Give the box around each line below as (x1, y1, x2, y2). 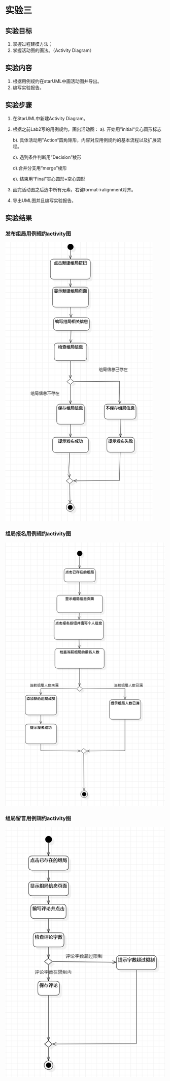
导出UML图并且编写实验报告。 (12, 197, 76, 204)
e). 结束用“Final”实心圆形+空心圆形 (12, 176, 85, 182)
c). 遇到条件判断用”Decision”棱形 (12, 154, 82, 160)
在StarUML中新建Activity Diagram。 (12, 115, 88, 121)
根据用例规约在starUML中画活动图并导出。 (12, 78, 102, 84)
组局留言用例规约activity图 (5, 815, 72, 822)
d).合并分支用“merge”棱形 (12, 165, 67, 171)
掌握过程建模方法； (12, 41, 53, 47)
